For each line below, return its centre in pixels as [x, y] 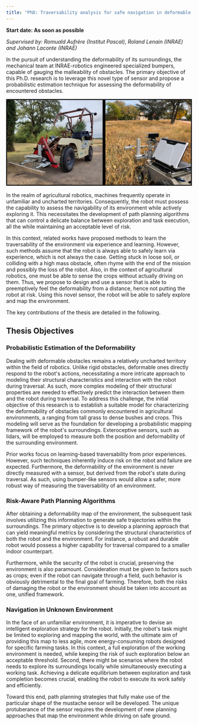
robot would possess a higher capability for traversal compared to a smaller [98, 545]
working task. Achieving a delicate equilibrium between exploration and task [99, 673]
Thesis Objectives [40, 331]
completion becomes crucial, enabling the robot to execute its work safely [96, 679]
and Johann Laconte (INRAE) [42, 48]
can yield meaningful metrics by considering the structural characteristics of [99, 532]
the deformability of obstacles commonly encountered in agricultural [89, 411]
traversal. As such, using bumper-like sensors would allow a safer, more [93, 479]
